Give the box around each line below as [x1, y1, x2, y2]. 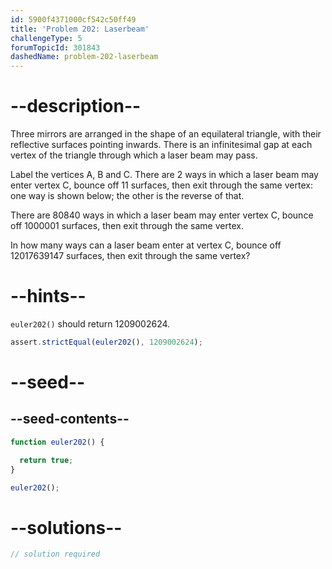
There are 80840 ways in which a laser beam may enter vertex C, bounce [10, 209, 314, 221]
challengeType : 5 [10, 33, 83, 43]
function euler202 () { [10, 437, 105, 447]
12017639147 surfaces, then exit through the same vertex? [10, 250, 251, 262]
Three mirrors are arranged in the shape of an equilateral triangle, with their [10, 128, 322, 140]
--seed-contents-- [10, 411, 130, 428]
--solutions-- [10, 516, 123, 539]
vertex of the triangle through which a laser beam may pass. [10, 149, 258, 161]
